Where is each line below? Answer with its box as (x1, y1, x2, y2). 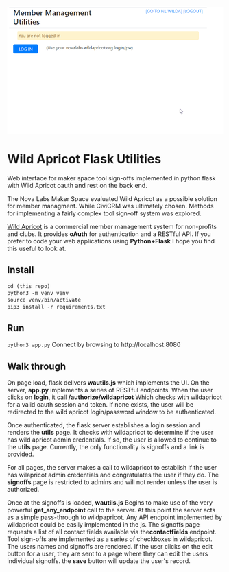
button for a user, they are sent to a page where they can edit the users (7, 549, 208, 558)
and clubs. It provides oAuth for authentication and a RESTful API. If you (7, 230, 211, 238)
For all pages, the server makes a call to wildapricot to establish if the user (7, 463, 217, 471)
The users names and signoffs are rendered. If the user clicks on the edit (7, 542, 213, 550)
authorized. (7, 485, 40, 493)
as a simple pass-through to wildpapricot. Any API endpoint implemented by (7, 513, 223, 521)
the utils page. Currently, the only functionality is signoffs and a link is (7, 442, 205, 451)
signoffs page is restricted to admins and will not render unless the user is (7, 477, 217, 486)
